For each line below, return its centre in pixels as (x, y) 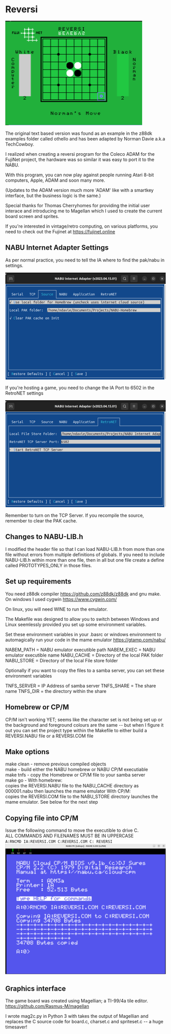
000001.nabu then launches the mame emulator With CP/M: (68, 791)
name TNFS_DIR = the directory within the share (56, 691)
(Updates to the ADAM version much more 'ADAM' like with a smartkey (79, 190)
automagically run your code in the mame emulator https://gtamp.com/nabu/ (85, 640)
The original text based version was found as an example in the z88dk (79, 133)
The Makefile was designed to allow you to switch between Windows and (82, 619)
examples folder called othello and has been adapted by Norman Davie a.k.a (85, 138)
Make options (27, 752)
